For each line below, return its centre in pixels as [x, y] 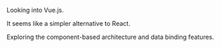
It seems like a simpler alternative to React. [68, 23]
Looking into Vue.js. [35, 10]
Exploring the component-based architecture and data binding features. [110, 37]
